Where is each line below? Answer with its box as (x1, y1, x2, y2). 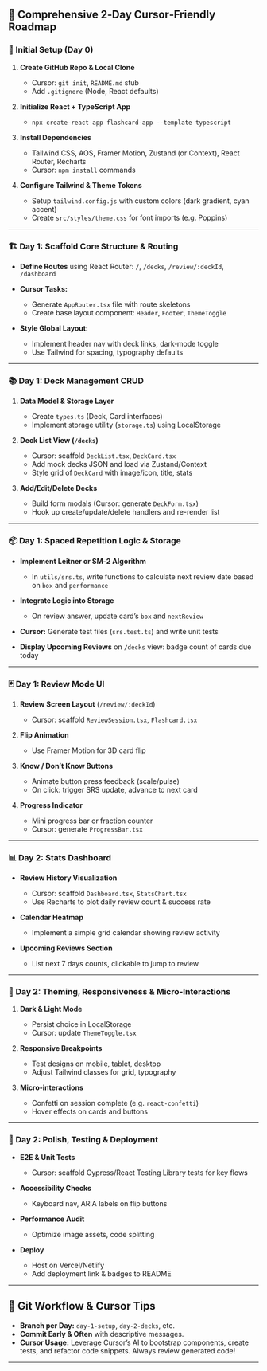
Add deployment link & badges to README (31, 1268, 172, 1279)
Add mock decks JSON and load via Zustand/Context (31, 460, 207, 469)
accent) (31, 204, 57, 213)
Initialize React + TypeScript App (19, 101, 131, 112)
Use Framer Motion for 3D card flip (31, 746, 146, 755)
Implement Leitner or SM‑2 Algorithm (19, 556, 147, 566)
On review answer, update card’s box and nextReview (31, 611, 204, 621)
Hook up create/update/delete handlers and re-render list (31, 507, 220, 517)
